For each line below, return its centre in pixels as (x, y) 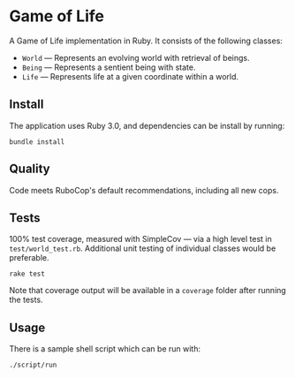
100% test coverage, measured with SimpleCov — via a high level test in (140, 239)
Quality (30, 169)
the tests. (26, 300)
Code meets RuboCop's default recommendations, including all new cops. (144, 190)
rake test (27, 274)
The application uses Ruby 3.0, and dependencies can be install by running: (147, 125)
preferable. (29, 258)
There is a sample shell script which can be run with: (105, 349)
